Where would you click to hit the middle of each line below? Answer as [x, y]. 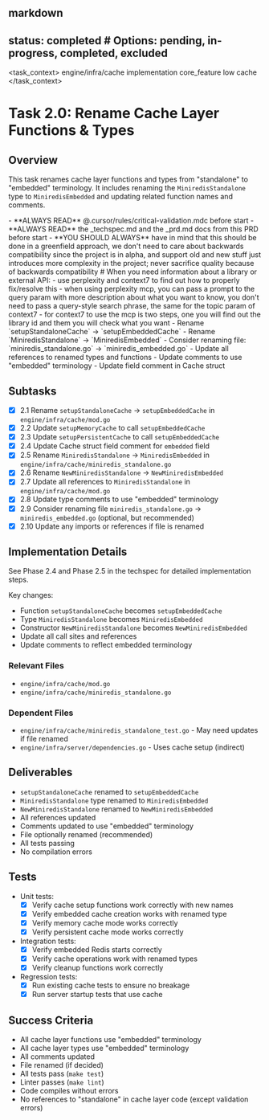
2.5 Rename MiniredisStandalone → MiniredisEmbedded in [115, 455]
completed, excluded [114, 53]
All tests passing [47, 843]
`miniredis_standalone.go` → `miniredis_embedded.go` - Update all [118, 349]
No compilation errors [56, 852]
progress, [33, 53]
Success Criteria [51, 1020]
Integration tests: [48, 941]
